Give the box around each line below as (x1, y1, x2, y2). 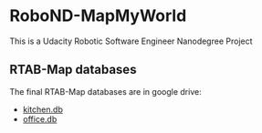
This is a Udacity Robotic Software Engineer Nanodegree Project (9, 36, 253, 46)
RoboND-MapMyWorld (9, 5, 187, 26)
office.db (22, 113, 58, 124)
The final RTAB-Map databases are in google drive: (9, 86, 203, 97)
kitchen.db (22, 104, 64, 115)
